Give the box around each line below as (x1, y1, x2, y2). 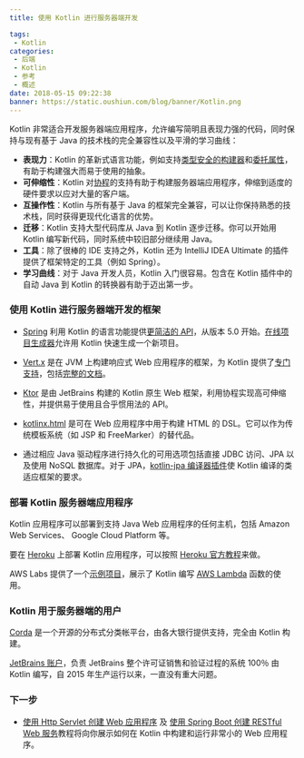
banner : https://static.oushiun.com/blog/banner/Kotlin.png (9, 97, 242, 106)
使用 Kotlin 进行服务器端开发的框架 (9, 303, 162, 316)
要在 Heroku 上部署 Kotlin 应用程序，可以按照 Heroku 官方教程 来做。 (9, 549, 266, 560)
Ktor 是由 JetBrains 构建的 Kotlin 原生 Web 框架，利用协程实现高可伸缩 (22, 387, 287, 398)
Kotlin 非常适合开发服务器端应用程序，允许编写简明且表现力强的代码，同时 (9, 123, 288, 134)
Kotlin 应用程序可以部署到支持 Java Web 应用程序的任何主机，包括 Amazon (9, 518, 290, 529)
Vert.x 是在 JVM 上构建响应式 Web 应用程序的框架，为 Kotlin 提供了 (22, 356, 275, 368)
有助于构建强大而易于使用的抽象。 (22, 165, 151, 176)
